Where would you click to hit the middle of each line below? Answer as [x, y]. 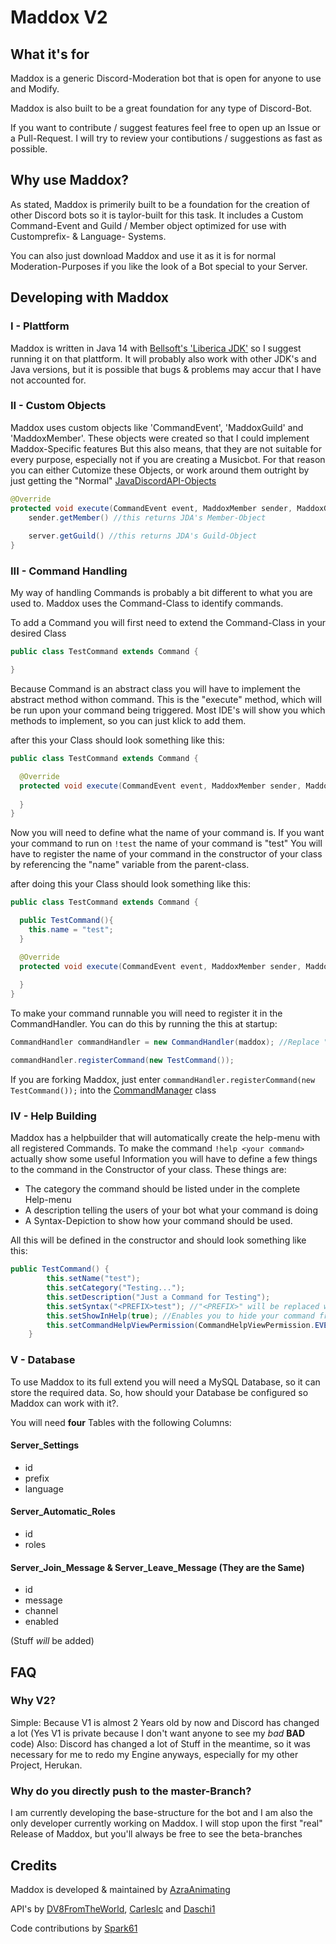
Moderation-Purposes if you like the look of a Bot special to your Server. [159, 266]
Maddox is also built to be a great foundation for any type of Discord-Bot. [161, 108]
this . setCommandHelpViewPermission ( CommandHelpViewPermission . [180, 1325]
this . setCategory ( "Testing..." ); [116, 1288]
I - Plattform [40, 326]
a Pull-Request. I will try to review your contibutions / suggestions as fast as [166, 138]
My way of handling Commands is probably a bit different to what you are [161, 593]
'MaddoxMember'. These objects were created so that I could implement [160, 438]
